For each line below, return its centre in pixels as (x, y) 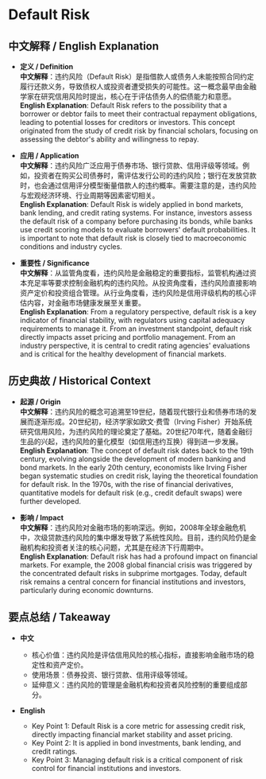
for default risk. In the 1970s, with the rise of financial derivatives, (127, 484)
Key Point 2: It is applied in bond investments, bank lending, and (136, 742)
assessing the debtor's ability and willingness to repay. (110, 139)
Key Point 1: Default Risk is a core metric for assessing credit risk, (139, 726)
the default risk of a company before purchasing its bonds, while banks (136, 221)
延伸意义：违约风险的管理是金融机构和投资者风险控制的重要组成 (136, 684)
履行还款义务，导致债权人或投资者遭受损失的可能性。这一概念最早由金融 (138, 86)
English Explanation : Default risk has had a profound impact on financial (139, 556)
